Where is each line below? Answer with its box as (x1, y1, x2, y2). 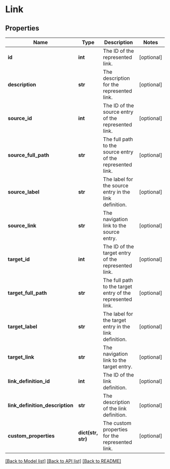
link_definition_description (8, 402, 73, 409)
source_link (8, 222, 36, 229)
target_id (8, 256, 30, 263)
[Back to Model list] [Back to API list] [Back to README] (5, 458, 121, 464)
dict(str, (78, 429, 98, 436)
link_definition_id (8, 378, 50, 385)
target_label (8, 323, 37, 330)
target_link (8, 354, 34, 360)
